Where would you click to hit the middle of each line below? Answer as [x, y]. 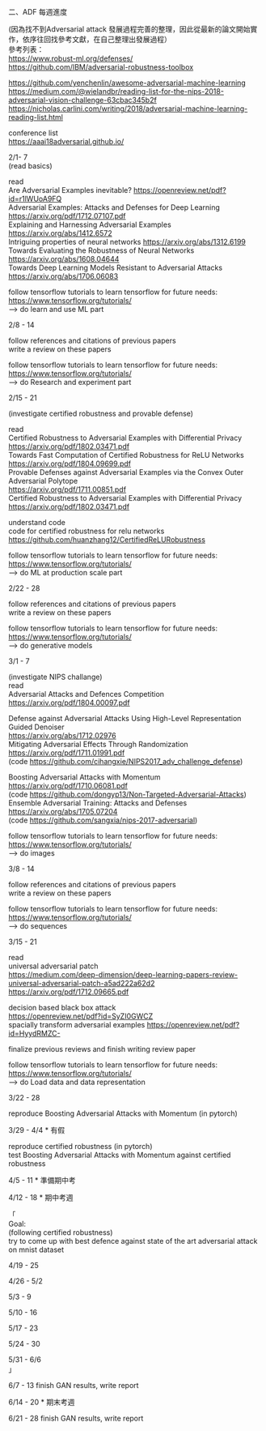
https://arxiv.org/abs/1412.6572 [60, 233]
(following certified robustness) [61, 1232]
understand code [37, 522]
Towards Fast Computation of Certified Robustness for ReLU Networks [126, 455]
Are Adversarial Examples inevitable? [70, 190]
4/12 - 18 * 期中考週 [41, 1197]
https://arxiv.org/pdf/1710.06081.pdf [68, 786]
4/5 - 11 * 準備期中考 [42, 1180]
